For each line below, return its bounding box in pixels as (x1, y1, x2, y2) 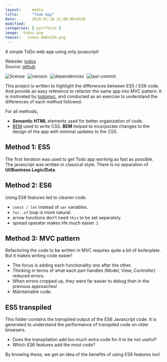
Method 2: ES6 (5, 181, 52, 189)
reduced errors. (12, 273, 45, 279)
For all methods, (5, 108, 38, 114)
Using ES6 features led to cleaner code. (5, 194, 87, 200)
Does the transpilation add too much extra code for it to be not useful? (12, 337, 157, 343)
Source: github (5, 63, 36, 70)
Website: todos (5, 58, 36, 64)
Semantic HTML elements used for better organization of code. (12, 118, 144, 124)
